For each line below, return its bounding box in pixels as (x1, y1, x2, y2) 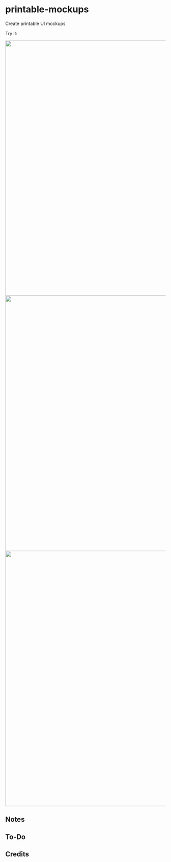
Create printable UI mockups (5, 20, 66, 27)
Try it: (5, 30, 18, 36)
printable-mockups (5, 4, 89, 15)
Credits (5, 850, 30, 858)
